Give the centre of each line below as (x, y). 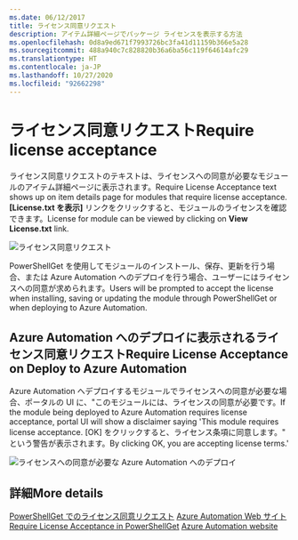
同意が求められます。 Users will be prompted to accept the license (153, 288)
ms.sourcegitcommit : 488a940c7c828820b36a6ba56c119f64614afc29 (129, 51)
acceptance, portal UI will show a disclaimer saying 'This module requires (144, 422)
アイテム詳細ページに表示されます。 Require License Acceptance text (151, 187)
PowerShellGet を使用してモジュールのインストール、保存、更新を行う (138, 266)
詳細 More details (56, 493)
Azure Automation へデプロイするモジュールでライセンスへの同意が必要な (145, 391)
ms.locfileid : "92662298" (57, 84)
